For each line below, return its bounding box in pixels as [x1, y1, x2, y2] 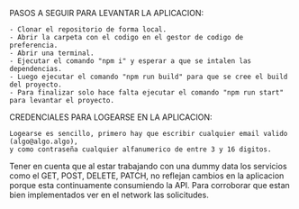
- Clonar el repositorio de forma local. [9, 25, 168, 34]
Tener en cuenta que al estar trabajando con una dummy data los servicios [9, 161, 287, 171]
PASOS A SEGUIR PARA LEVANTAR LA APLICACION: [9, 8, 204, 18]
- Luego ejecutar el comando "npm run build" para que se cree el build [9, 72, 288, 81]
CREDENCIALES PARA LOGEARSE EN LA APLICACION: [9, 112, 213, 123]
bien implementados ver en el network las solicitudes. [9, 189, 209, 200]
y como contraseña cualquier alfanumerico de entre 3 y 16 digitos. [9, 145, 272, 154]
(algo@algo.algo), [9, 137, 78, 146]
